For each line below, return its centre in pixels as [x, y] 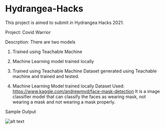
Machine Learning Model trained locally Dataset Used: [68, 86]
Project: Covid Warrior [28, 32]
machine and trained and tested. [46, 76]
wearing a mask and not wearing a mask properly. [64, 102]
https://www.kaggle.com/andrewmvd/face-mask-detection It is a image [86, 91]
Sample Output [21, 111]
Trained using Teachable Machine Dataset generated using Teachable [84, 71]
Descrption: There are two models [40, 42]
